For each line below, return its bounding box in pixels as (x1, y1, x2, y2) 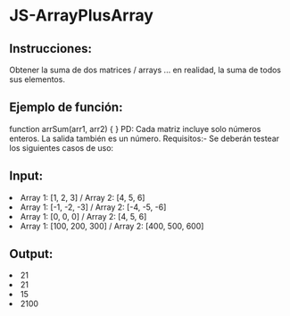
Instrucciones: (9, 41, 92, 56)
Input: (9, 169, 43, 184)
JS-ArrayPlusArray (9, 5, 154, 26)
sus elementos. (9, 74, 65, 85)
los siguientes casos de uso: (9, 142, 114, 153)
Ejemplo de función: (9, 100, 123, 115)
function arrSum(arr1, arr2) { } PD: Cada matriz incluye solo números (9, 123, 261, 134)
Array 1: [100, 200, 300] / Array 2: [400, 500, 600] (21, 220, 204, 231)
